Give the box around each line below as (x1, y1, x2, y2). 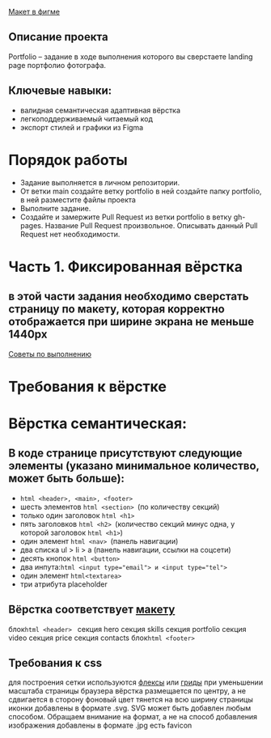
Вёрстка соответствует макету (8, 603, 176, 617)
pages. (19, 220, 44, 230)
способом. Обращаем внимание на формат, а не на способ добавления (8, 712, 257, 722)
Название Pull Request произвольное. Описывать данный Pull (44, 220, 258, 230)
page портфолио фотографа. (8, 60, 107, 70)
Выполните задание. (19, 203, 91, 213)
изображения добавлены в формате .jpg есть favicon (8, 720, 193, 731)
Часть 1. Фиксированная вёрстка (8, 257, 243, 276)
